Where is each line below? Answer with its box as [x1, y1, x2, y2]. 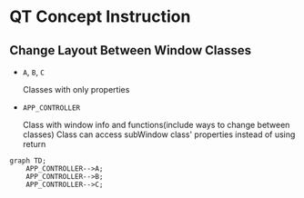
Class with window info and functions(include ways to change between [22, 120, 290, 130]
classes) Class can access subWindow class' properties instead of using [22, 129, 296, 140]
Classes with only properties [22, 84, 130, 94]
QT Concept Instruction [9, 6, 191, 27]
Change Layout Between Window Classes [9, 43, 252, 58]
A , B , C [22, 66, 46, 77]
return [22, 139, 46, 149]
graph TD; [9, 156, 47, 165]
